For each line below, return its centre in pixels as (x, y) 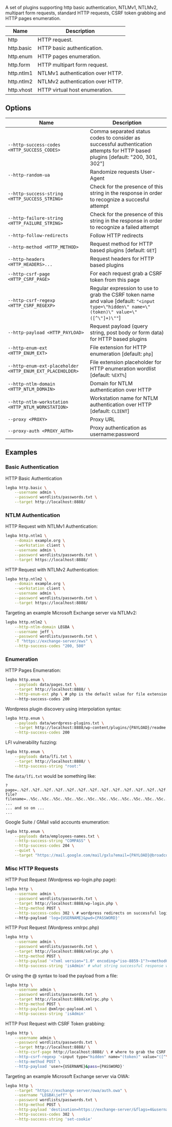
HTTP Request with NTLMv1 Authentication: (52, 526)
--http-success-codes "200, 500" (50, 646)
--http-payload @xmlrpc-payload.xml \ (56, 1009)
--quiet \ (25, 851)
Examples (21, 452)
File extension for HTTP (118, 347)
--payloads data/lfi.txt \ (43, 757)
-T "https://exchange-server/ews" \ (54, 641)
